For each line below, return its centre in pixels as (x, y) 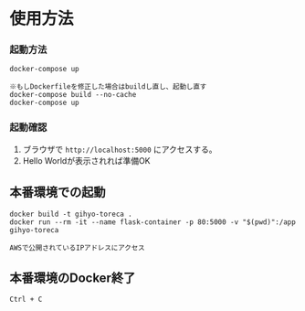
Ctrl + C (26, 300)
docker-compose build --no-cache (73, 95)
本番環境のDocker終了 (73, 278)
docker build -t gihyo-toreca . (71, 214)
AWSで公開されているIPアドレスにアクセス (77, 248)
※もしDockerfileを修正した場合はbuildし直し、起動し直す (108, 87)
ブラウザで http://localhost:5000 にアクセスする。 (120, 149)
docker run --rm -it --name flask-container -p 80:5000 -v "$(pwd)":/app (153, 222)
